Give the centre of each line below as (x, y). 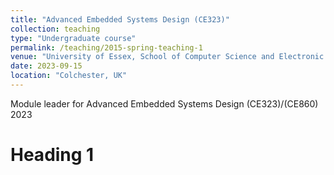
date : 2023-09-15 (46, 66)
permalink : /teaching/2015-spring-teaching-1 (106, 47)
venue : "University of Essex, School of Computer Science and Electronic (167, 57)
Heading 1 (52, 155)
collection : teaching (55, 29)
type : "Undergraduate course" (73, 38)
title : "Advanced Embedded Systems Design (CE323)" (120, 19)
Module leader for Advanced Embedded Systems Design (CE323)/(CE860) (164, 103)
